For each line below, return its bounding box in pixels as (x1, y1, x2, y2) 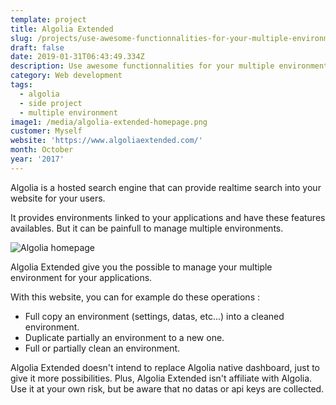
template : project (10, 14, 87, 25)
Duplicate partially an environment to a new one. (24, 331, 225, 343)
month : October (10, 145, 74, 155)
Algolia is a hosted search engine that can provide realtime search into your (10, 181, 322, 193)
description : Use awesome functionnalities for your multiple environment (10, 61, 329, 71)
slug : (10, 33, 33, 43)
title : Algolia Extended (10, 24, 114, 34)
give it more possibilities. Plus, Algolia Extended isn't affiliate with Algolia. (10, 372, 313, 384)
